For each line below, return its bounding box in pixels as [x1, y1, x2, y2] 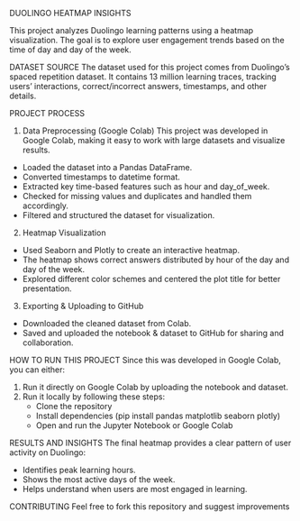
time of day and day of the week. [9, 44, 132, 55]
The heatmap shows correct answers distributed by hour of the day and [22, 254, 290, 265]
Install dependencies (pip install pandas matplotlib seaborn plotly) [35, 410, 281, 421]
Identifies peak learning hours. [22, 464, 137, 475]
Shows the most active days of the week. [22, 474, 176, 485]
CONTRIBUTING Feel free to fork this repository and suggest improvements [9, 501, 290, 512]
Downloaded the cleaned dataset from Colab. [22, 318, 192, 328]
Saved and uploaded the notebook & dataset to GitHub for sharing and [22, 328, 284, 338]
